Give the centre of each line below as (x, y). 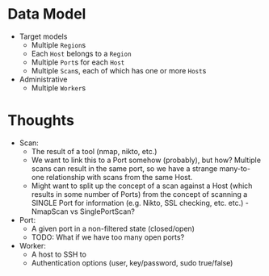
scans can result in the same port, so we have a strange (124, 168)
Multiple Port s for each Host (78, 62)
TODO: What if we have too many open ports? (108, 237)
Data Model (47, 14)
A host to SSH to (59, 254)
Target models (43, 36)
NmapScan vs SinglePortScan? (83, 211)
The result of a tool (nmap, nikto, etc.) (94, 151)
